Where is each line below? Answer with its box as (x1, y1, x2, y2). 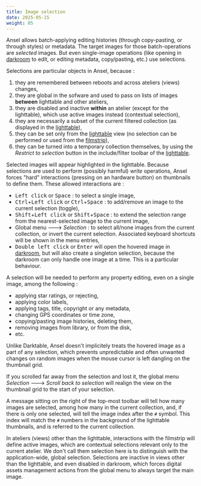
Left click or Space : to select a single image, (14, 192, 136, 199)
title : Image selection (6, 8, 66, 15)
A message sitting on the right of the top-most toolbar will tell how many (6, 397, 185, 405)
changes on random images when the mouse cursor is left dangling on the (6, 355, 190, 362)
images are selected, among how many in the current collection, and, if (6, 404, 182, 411)
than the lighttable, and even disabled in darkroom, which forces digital (6, 460, 182, 467)
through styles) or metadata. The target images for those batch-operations (6, 43, 191, 50)
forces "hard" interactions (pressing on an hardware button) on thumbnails (6, 174, 191, 181)
